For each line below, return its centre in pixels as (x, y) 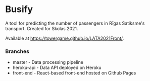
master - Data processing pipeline (48, 62)
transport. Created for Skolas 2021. (42, 28)
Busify (19, 9)
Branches (17, 51)
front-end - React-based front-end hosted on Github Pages (74, 73)
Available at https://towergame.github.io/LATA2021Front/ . (65, 38)
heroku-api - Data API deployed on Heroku (57, 68)
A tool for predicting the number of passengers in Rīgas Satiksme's (75, 23)
